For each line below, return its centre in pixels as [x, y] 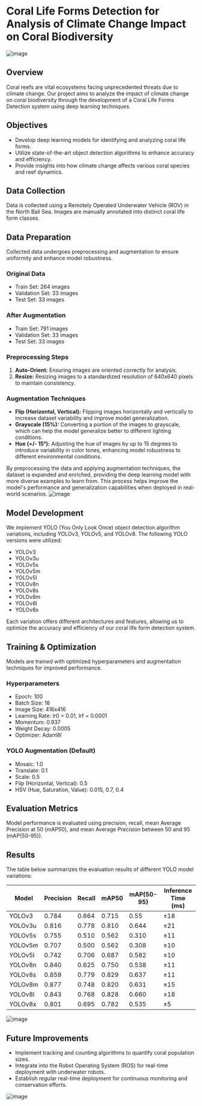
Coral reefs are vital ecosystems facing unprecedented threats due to [92, 87]
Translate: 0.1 [31, 770]
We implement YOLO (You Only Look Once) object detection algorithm [93, 528]
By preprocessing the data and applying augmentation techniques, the [93, 468]
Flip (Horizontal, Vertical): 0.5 [51, 783]
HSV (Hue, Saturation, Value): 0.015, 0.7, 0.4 [69, 790]
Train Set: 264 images [42, 287]
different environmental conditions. [58, 456]
